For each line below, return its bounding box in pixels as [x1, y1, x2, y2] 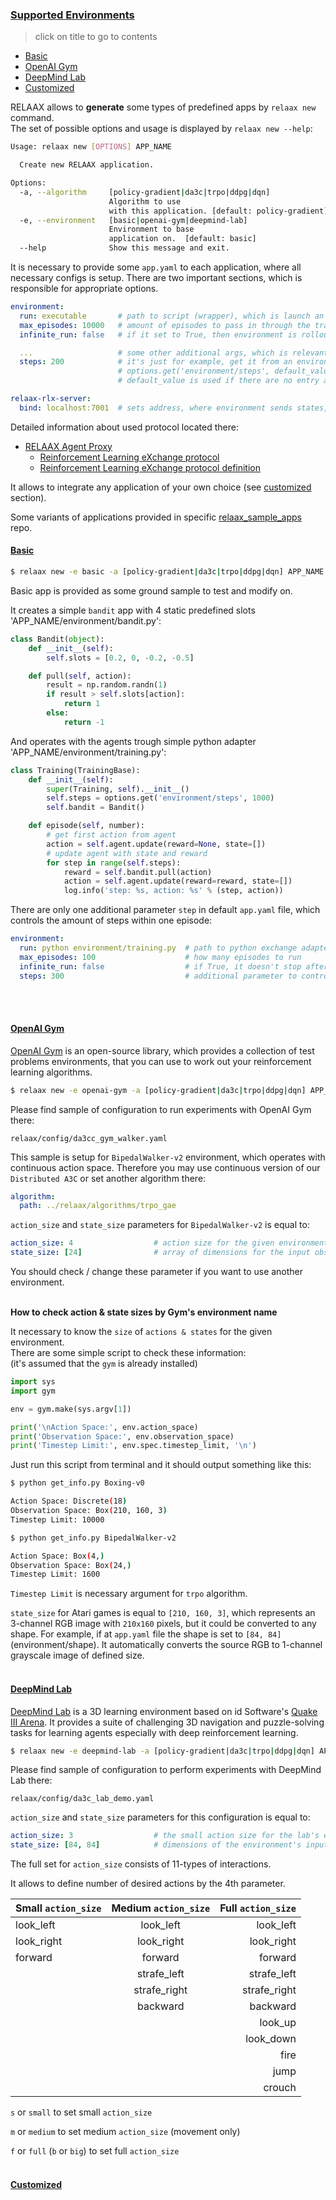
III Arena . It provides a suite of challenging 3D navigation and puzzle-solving [10, 1716, 325, 1728]
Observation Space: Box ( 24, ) [10, 1560, 132, 1570]
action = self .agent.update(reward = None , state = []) [46, 839, 267, 849]
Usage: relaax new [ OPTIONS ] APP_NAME [10, 142, 172, 152]
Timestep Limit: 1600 [10, 1569, 101, 1580]
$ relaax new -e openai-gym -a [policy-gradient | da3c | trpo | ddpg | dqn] [10, 1085, 307, 1095]
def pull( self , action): [28, 671, 132, 681]
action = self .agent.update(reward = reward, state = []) [63, 876, 293, 887]
